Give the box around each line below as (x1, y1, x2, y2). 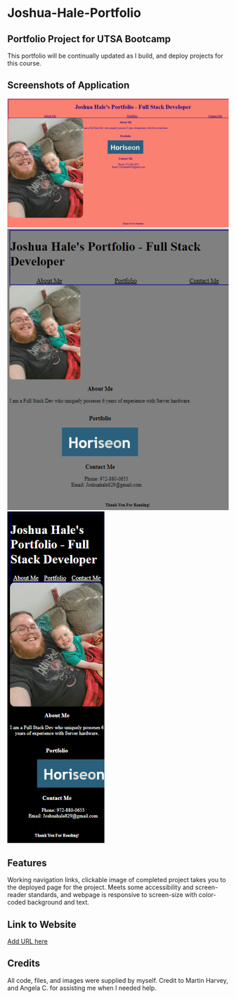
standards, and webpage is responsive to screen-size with (27, 891, 197, 899)
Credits (7, 957, 41, 969)
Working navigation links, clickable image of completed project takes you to (7, 876, 226, 884)
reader (7, 891, 27, 899)
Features (7, 857, 47, 869)
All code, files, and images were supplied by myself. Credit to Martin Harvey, (7, 976, 228, 984)
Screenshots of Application (7, 79, 130, 91)
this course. (7, 59, 42, 68)
